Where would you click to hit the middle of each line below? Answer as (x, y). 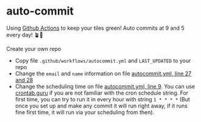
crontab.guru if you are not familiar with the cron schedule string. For (102, 93)
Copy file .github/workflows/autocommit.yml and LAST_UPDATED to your (103, 60)
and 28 (24, 80)
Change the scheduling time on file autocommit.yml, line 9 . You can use (105, 86)
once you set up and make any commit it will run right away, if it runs (101, 106)
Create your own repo (34, 49)
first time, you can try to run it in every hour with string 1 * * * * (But (103, 99)
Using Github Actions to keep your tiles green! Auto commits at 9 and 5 (95, 28)
